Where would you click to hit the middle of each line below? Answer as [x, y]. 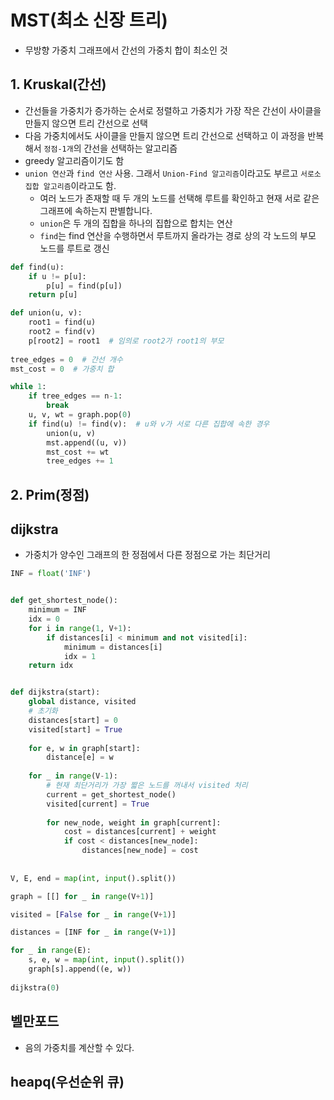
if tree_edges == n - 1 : [75, 396]
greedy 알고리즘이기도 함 [74, 160]
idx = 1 [80, 656]
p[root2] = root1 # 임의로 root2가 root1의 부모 [126, 341]
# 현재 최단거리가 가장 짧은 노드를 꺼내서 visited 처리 [147, 786]
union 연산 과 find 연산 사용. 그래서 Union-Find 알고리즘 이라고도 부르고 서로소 [173, 173]
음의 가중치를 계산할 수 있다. [79, 1047]
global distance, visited [82, 702]
